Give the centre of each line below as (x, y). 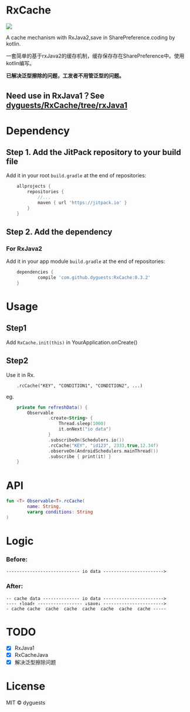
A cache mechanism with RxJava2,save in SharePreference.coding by (91, 37)
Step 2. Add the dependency (59, 232)
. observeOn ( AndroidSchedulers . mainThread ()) (103, 451)
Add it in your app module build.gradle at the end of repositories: (86, 261)
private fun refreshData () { (52, 407)
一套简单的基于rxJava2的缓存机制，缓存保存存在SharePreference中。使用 (95, 56)
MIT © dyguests (26, 703)
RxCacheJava (31, 654)
